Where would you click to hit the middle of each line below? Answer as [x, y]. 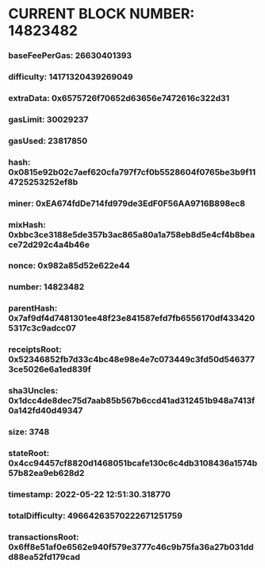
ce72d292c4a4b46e [49, 245]
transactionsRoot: [44, 537]
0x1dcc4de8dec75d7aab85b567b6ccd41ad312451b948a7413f [132, 400]
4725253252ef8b [43, 182]
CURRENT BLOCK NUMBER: [102, 14]
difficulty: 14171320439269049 [71, 77]
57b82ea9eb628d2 [46, 473]
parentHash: [33, 308]
